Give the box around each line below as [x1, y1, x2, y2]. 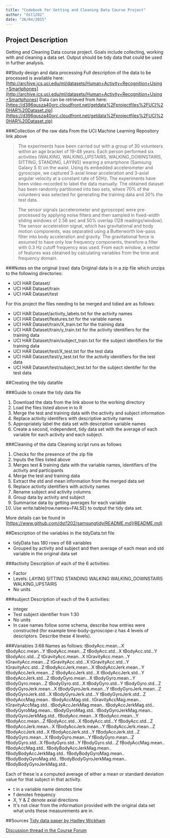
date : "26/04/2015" [6, 17, 47, 22]
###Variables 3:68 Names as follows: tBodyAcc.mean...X [6, 643, 125, 649]
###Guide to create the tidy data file [6, 390, 81, 396]
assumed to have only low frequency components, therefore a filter [18, 239, 158, 245]
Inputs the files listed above [13, 456, 71, 463]
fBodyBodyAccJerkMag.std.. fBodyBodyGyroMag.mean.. [6, 750, 125, 756]
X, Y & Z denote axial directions [13, 797, 79, 803]
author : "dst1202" [6, 12, 44, 17]
